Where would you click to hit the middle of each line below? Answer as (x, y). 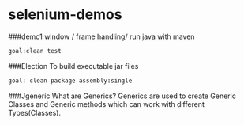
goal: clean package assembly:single (70, 81)
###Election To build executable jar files (73, 66)
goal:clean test (35, 51)
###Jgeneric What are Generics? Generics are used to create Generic (122, 96)
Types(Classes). (35, 112)
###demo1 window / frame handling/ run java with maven (101, 36)
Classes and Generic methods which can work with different (107, 104)
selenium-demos (65, 15)
